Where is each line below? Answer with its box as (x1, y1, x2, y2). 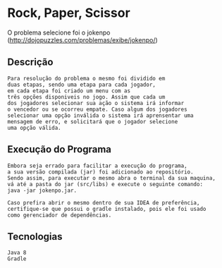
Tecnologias (7, 231, 63, 243)
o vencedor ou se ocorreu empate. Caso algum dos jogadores (7, 106, 188, 113)
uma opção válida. (7, 124, 61, 131)
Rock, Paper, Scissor (7, 5, 130, 21)
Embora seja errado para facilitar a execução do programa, (7, 162, 188, 169)
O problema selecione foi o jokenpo (7, 28, 111, 37)
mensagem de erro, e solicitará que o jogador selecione (7, 118, 178, 125)
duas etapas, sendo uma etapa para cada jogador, (7, 81, 156, 88)
